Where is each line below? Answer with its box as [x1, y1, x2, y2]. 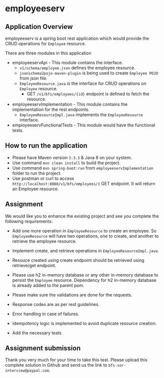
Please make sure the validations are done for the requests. [12, 292, 133, 298]
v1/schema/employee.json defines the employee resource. [19, 65, 136, 71]
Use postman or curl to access [12, 175, 74, 181]
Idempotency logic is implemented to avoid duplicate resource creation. [12, 320, 157, 326]
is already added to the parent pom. [12, 282, 85, 288]
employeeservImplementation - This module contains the [12, 101, 128, 107]
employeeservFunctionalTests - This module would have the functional [12, 122, 156, 128]
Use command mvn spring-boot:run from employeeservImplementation [12, 165, 154, 171]
